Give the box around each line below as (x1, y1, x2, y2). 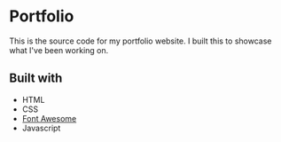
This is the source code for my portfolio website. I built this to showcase (9, 35, 272, 46)
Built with (9, 71, 63, 86)
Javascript (21, 122, 61, 133)
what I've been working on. (9, 44, 109, 55)
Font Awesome (21, 113, 77, 123)
